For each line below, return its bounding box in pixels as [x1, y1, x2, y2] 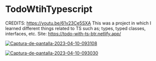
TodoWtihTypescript [5, 3, 93, 15]
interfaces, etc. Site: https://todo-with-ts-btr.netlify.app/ [5, 30, 121, 36]
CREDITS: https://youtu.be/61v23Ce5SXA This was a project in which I [5, 20, 151, 26]
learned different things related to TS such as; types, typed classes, [5, 25, 146, 31]
